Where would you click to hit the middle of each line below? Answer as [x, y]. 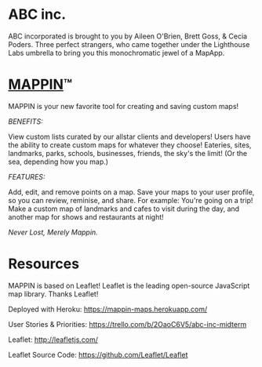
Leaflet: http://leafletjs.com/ [53, 340]
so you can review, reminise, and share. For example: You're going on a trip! [131, 200]
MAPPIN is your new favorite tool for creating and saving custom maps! [124, 106]
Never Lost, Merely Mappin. [53, 232]
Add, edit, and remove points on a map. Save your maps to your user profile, [131, 192]
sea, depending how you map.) [58, 162]
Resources [44, 264]
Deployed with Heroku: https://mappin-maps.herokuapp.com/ [108, 309]
